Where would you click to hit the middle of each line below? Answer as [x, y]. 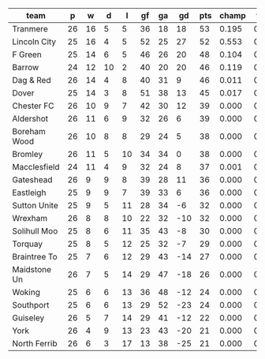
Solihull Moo [35, 231]
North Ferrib [35, 344]
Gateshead [32, 179]
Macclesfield [36, 167]
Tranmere [30, 29]
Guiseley [28, 318]
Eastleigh [29, 193]
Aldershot [30, 119]
